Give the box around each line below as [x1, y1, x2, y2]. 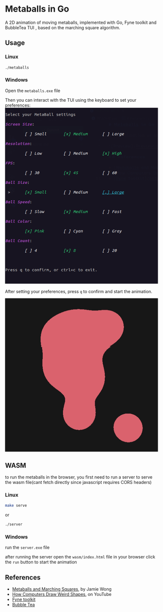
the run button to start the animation [5, 559, 77, 565]
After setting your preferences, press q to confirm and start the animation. [5, 289, 153, 295]
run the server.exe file [5, 544, 50, 551]
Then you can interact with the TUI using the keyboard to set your [5, 97, 137, 103]
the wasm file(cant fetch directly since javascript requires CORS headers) [5, 480, 152, 485]
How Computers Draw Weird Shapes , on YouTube [12, 592, 112, 597]
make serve [5, 503, 27, 508]
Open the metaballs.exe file [5, 88, 61, 93]
